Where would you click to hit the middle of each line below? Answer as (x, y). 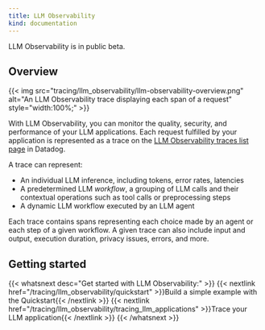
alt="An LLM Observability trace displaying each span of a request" (120, 99)
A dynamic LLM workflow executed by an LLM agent (107, 206)
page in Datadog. (37, 149)
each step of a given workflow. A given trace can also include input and (127, 230)
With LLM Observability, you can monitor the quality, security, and (118, 124)
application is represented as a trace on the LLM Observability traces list (129, 141)
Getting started (48, 264)
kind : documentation (43, 23)
